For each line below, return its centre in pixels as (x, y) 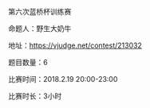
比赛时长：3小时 (35, 96)
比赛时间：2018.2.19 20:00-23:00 (63, 79)
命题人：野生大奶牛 (40, 29)
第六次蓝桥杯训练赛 (40, 12)
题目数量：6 (28, 62)
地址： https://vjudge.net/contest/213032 (75, 45)
